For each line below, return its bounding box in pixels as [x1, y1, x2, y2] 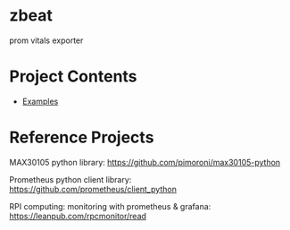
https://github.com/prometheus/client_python [9, 183, 177, 194]
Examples [21, 96, 59, 106]
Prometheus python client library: [9, 174, 132, 184]
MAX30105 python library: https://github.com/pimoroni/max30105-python [9, 157, 281, 167]
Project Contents [9, 66, 137, 87]
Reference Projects [9, 127, 154, 148]
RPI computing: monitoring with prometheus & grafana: [9, 200, 211, 211]
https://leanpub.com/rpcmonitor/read [9, 210, 147, 221]
